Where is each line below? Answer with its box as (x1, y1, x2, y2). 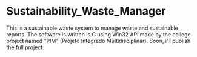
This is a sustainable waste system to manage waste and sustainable (6, 24, 179, 32)
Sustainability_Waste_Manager (6, 4, 166, 18)
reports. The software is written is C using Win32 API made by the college (6, 30, 191, 38)
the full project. (6, 44, 44, 51)
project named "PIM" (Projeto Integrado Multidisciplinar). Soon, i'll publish (6, 37, 191, 44)
